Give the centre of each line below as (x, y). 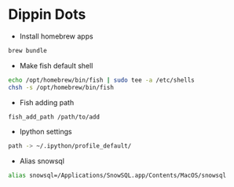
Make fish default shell (56, 65)
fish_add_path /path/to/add (54, 117)
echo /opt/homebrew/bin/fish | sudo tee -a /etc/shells (101, 80)
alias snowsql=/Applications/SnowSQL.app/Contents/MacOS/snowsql (117, 176)
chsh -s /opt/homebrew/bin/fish (61, 87)
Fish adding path (47, 102)
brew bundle (27, 50)
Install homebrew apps (56, 36)
